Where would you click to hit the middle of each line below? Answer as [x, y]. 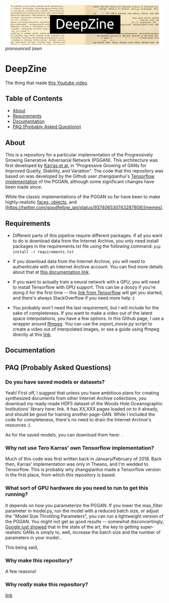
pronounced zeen [23, 48]
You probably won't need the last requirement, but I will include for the [86, 307]
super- [147, 527]
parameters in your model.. [33, 537]
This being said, [22, 547]
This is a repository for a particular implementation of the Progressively [79, 155]
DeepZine [26, 69]
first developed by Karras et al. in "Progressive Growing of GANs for [76, 166]
